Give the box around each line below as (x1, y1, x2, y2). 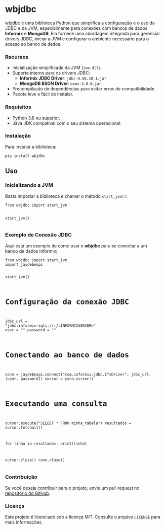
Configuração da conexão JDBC (5, 297, 129, 306)
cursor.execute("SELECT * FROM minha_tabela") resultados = (5, 421, 132, 426)
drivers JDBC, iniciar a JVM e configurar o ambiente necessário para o (5, 36, 149, 42)
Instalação (5, 133, 31, 140)
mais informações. (5, 519, 43, 525)
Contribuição (5, 473, 38, 480)
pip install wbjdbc (5, 153, 45, 158)
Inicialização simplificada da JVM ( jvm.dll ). (12, 65, 102, 71)
